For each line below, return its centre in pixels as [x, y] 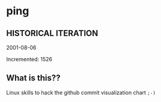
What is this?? [33, 78]
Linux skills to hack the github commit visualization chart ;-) [81, 92]
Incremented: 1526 [29, 59]
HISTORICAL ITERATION [52, 33]
